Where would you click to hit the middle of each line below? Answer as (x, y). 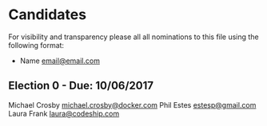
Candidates (47, 15)
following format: (36, 45)
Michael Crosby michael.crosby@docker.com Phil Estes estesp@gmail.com (132, 104)
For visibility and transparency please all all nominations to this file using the (133, 37)
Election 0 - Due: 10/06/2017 (81, 86)
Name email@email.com (60, 61)
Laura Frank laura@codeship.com (64, 113)
